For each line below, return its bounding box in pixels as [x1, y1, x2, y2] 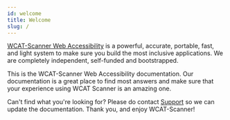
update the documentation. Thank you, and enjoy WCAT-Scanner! [7, 105, 195, 114]
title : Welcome [7, 17, 51, 23]
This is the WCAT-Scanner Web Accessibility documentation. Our [7, 70, 194, 78]
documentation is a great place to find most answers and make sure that [7, 77, 214, 86]
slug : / [7, 23, 30, 30]
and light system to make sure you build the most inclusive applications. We [7, 49, 224, 57]
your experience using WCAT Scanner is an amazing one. [7, 84, 172, 93]
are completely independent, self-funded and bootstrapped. [7, 57, 179, 65]
